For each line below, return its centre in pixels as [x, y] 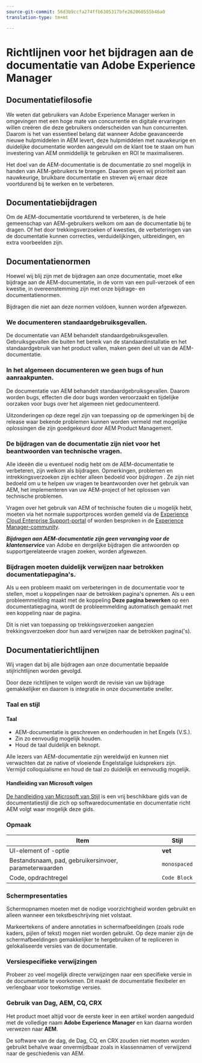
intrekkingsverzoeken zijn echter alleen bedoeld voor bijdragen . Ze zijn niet [100, 477]
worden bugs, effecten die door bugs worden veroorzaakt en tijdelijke [93, 397]
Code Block [177, 878]
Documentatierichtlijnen [53, 650]
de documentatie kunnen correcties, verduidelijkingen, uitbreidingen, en [95, 236]
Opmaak [19, 825]
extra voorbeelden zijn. [35, 243]
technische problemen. [35, 496]
